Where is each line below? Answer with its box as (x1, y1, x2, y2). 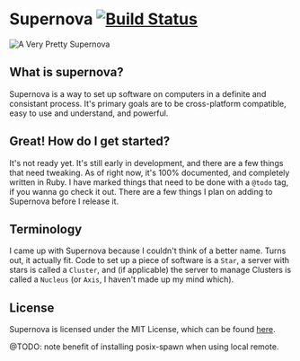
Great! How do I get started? (9, 134, 171, 149)
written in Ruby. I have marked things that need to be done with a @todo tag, (9, 176, 289, 188)
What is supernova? (9, 65, 124, 80)
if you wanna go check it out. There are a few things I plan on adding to (9, 186, 273, 197)
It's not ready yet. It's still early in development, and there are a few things (9, 157, 284, 168)
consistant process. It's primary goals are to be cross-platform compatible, (9, 98, 287, 109)
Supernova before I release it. (9, 196, 119, 207)
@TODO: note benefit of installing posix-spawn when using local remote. (9, 341, 279, 352)
